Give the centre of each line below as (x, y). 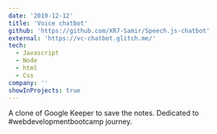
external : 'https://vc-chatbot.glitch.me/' (82, 38)
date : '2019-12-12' (41, 16)
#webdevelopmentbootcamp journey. (70, 122)
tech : (17, 46)
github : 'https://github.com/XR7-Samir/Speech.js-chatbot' (109, 30)
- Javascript (37, 53)
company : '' (28, 83)
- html (27, 68)
